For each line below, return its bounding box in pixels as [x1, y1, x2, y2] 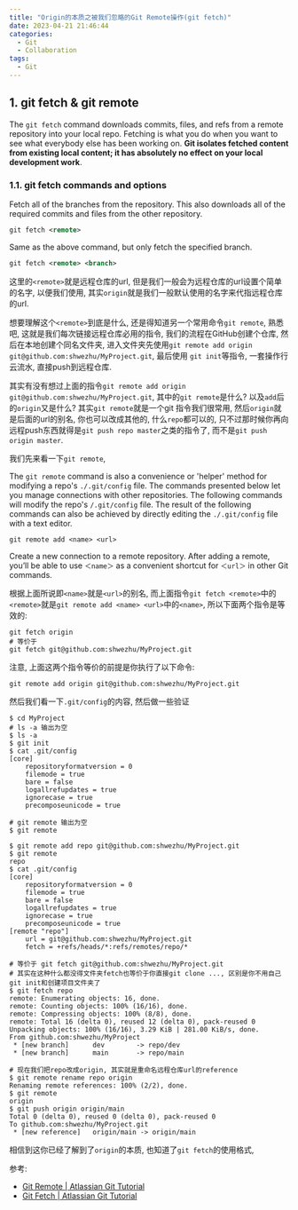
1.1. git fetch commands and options [9, 178, 167, 191]
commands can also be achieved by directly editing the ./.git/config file [9, 508, 278, 519]
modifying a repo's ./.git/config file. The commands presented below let [9, 480, 281, 491]
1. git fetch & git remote [9, 95, 139, 111]
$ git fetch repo [9, 986, 74, 995]
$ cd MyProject [9, 714, 66, 723]
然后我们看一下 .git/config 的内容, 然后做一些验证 [9, 696, 190, 707]
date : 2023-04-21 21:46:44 [9, 21, 109, 30]
